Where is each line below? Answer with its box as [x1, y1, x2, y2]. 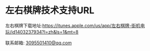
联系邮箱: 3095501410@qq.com [5, 39, 72, 46]
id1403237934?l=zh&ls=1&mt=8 [11, 29, 79, 35]
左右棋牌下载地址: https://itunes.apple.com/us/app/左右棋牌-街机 [5, 22, 141, 29]
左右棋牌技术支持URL [5, 5, 94, 16]
